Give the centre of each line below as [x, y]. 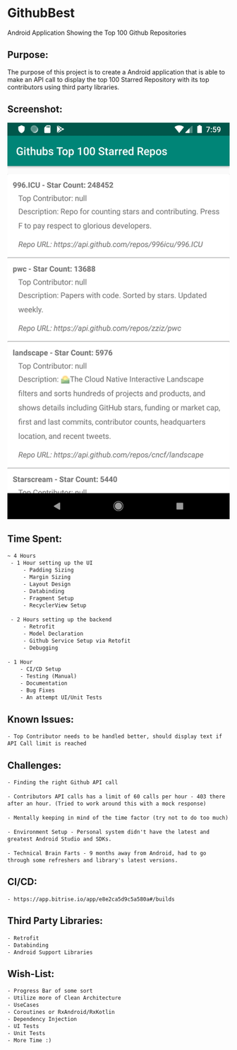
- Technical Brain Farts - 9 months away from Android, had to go [107, 853]
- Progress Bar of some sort [50, 991]
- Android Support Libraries [50, 952]
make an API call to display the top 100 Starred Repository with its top [108, 79]
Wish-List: [31, 974]
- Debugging [41, 648]
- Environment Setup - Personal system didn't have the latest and [109, 832]
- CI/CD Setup [41, 669]
